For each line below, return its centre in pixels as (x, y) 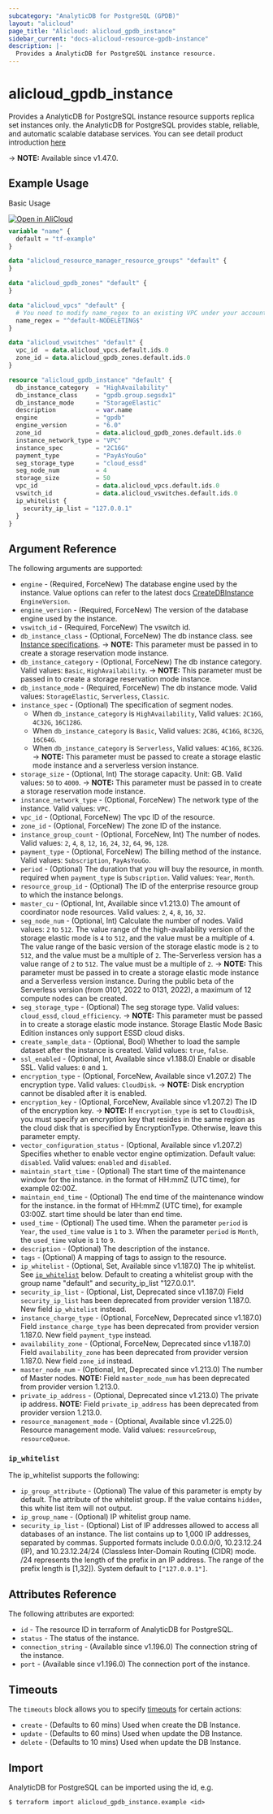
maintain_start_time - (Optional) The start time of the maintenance (133, 1171)
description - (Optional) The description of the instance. (115, 1249)
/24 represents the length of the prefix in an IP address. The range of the (142, 1560)
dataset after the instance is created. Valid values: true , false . (124, 1050)
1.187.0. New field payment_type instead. (86, 1335)
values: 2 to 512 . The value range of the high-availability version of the (137, 929)
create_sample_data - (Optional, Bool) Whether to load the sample (130, 1041)
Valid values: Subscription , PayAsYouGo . (86, 860)
